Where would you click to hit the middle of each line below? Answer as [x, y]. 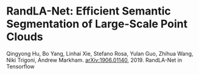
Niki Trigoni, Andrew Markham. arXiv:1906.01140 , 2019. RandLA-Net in [94, 60]
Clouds [25, 37]
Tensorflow [20, 66]
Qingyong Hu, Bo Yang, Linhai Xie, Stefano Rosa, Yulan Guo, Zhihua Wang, [100, 53]
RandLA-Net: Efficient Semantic [89, 11]
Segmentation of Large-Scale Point [97, 24]
